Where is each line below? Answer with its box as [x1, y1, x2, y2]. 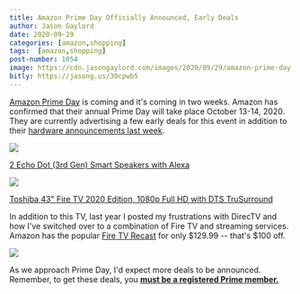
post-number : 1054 [9, 55, 78, 64]
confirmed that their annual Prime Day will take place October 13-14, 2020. [9, 105, 286, 117]
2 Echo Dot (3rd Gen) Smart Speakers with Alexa [9, 159, 190, 170]
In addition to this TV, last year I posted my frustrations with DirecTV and [9, 210, 278, 221]
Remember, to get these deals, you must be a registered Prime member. [9, 273, 279, 284]
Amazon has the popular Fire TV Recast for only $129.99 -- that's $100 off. [9, 230, 286, 241]
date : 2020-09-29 [9, 30, 75, 39]
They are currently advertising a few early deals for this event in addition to [9, 115, 287, 126]
